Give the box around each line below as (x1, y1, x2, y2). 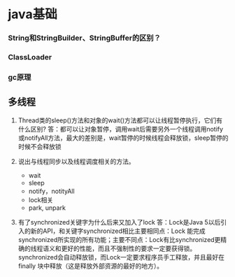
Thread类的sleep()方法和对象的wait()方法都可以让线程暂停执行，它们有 (17, 116, 223, 125)
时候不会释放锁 (17, 142, 62, 150)
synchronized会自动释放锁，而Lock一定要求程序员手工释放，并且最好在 (17, 253, 225, 261)
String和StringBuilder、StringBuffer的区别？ (8, 33, 162, 43)
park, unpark (28, 204, 66, 212)
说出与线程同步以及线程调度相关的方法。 (17, 157, 135, 165)
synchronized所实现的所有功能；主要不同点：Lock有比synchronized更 (17, 235, 221, 243)
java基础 (8, 6, 58, 22)
